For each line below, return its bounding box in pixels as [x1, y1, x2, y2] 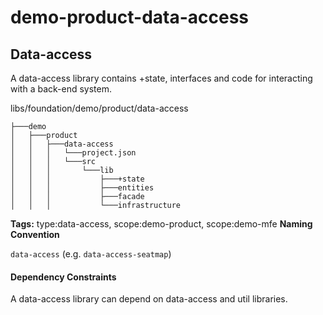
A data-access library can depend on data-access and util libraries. [10, 293, 288, 305]
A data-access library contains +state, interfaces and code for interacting [10, 72, 313, 84]
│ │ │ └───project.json [10, 148, 137, 158]
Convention [10, 229, 60, 240]
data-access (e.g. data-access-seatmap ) [10, 248, 172, 260]
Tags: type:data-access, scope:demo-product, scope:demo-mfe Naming [10, 218, 313, 230]
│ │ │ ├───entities [10, 183, 155, 193]
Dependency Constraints [10, 271, 117, 283]
